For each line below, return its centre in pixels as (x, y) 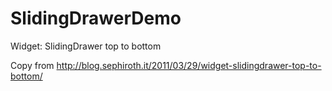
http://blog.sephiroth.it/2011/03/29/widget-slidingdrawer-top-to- (189, 65)
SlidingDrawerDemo (96, 18)
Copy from (32, 65)
